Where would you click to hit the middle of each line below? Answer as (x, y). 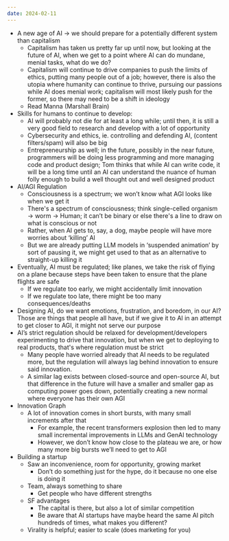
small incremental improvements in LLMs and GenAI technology (128, 434)
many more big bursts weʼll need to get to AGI (102, 449)
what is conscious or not (62, 223)
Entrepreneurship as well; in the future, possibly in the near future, (121, 150)
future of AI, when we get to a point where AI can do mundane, (116, 55)
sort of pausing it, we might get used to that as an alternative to (117, 252)
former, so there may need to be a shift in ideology (98, 99)
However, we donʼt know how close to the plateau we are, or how (130, 442)
